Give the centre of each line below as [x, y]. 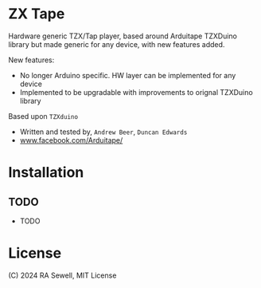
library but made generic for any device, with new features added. [117, 44]
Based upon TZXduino [43, 116]
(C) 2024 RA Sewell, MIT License [62, 275]
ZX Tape [37, 14]
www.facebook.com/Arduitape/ [71, 140]
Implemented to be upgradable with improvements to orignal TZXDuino [136, 92]
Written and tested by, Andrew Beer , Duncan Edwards [103, 132]
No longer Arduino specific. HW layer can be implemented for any [128, 75]
